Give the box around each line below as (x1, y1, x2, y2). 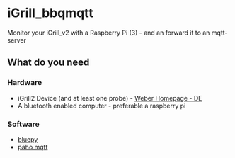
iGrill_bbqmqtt (7, 5, 94, 21)
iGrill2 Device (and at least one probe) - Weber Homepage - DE (17, 94, 202, 102)
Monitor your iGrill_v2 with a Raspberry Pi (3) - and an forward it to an (7, 28, 210, 37)
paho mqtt (17, 142, 48, 151)
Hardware (7, 78, 42, 88)
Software (7, 119, 40, 129)
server (7, 35, 27, 44)
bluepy (17, 135, 38, 143)
